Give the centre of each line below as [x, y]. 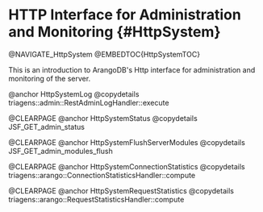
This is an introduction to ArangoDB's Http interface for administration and [132, 69]
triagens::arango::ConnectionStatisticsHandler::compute [102, 175]
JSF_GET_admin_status [46, 127]
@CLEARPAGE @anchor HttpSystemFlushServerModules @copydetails [127, 142]
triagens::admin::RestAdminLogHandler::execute [89, 102]
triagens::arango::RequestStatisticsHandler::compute [96, 199]
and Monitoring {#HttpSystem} [115, 32]
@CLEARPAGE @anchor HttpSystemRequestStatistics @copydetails [121, 190]
